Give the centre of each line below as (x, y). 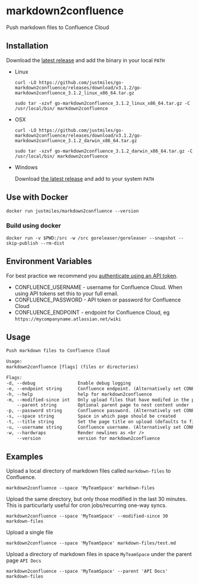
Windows (26, 167)
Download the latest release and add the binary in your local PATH (86, 60)
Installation (27, 46)
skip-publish (22, 243)
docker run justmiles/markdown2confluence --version (73, 211)
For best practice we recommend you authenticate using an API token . (92, 275)
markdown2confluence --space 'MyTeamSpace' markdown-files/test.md (91, 543)
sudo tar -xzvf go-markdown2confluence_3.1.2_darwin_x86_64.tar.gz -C (104, 151)
